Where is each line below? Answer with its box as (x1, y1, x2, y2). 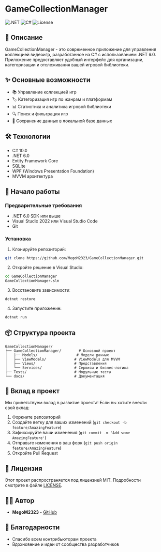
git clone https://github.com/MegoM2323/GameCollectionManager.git (5, 256, 144, 261)
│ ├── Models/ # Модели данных (5, 352, 109, 357)
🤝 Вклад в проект (5, 387, 60, 395)
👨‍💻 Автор (5, 496, 35, 505)
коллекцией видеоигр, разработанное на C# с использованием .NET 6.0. (5, 51, 156, 57)
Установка (5, 235, 31, 242)
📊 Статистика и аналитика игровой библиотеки (12, 103, 111, 110)
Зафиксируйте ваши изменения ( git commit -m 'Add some (12, 430, 130, 436)
